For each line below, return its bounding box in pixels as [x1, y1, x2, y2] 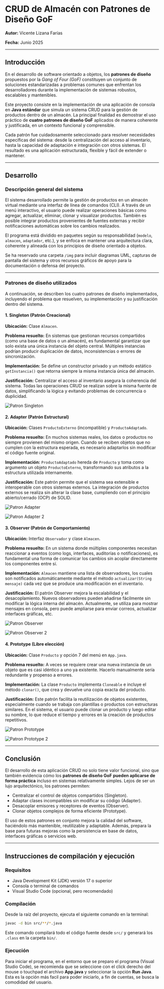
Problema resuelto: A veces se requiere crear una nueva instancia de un [5, 661, 152, 667]
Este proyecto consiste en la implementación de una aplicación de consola [5, 101, 155, 107]
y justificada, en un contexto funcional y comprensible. [5, 122, 116, 128]
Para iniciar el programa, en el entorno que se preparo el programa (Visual [5, 958, 155, 964]
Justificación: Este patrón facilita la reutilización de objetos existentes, [5, 696, 148, 702]
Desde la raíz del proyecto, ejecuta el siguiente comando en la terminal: [5, 911, 149, 918]
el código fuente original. [5, 450, 55, 456]
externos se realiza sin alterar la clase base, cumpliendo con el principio [5, 490, 150, 495]
